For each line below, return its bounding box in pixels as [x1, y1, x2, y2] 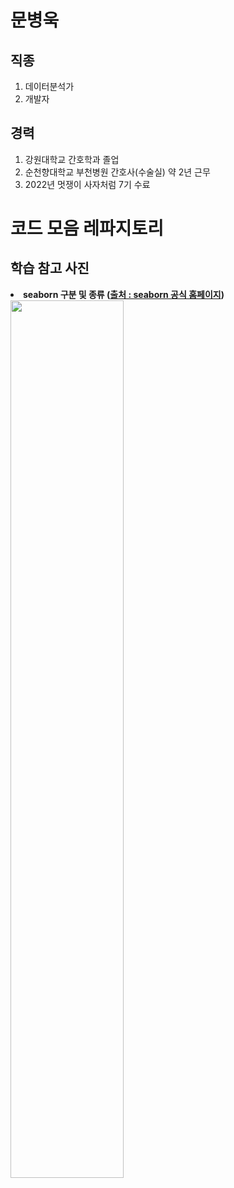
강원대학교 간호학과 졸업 [24, 153, 120, 165]
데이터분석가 [24, 81, 75, 92]
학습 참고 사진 [10, 260, 90, 277]
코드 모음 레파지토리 [10, 217, 165, 240]
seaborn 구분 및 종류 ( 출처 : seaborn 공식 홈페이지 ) [23, 288, 225, 300]
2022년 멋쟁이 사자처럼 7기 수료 [24, 178, 151, 190]
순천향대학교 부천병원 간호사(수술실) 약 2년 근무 [24, 166, 211, 178]
